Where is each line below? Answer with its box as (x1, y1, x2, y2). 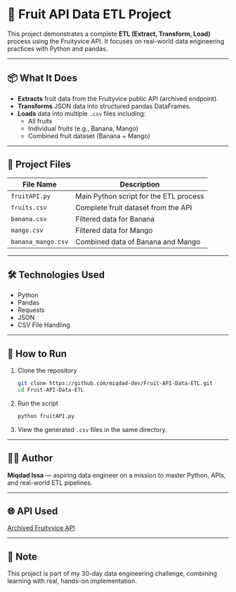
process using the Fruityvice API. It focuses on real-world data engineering (7, 36, 225, 45)
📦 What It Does (7, 72, 77, 84)
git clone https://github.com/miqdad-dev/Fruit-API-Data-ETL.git (17, 380, 213, 387)
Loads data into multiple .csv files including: (17, 109, 146, 118)
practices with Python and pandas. (7, 44, 108, 53)
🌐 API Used (7, 505, 58, 518)
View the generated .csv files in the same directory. (17, 425, 167, 433)
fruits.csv (11, 203, 47, 211)
